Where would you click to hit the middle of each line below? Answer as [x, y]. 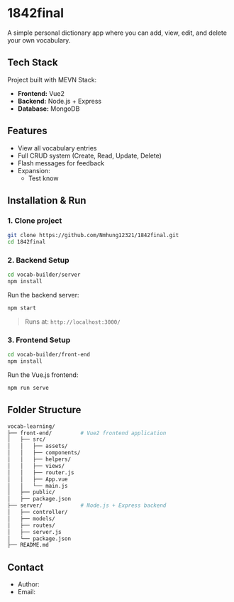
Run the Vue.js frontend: [43, 375]
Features [27, 131]
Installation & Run [47, 200]
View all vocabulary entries [57, 148]
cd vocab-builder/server [44, 275]
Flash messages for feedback [61, 163]
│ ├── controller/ [38, 513]
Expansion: [34, 170]
